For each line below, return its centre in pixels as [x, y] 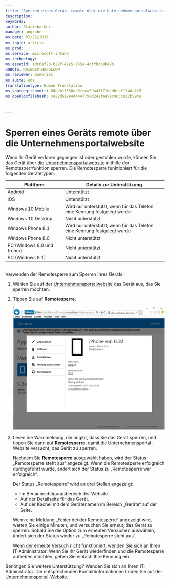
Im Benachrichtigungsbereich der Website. [65, 494]
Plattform [34, 184]
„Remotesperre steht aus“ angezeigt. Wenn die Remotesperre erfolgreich [89, 463]
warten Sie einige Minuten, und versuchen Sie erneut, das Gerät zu [82, 525]
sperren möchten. [31, 289]
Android [16, 192]
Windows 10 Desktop [30, 218]
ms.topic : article [25, 43]
